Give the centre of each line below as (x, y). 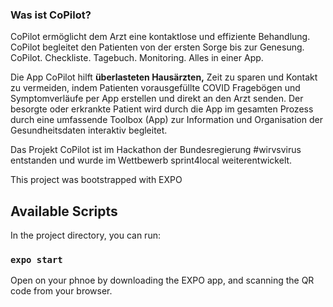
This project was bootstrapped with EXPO (96, 180)
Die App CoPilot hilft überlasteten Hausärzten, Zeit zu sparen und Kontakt (164, 77)
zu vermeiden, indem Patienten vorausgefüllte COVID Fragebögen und (155, 88)
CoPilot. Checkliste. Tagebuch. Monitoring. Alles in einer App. (137, 58)
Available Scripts (64, 211)
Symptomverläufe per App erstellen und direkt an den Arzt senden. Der (157, 99)
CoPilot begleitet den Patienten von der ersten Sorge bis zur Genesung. (157, 47)
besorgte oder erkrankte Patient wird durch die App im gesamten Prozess (162, 109)
